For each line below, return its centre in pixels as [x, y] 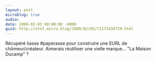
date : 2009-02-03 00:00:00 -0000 [41, 24]
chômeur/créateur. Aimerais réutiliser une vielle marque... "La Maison [78, 49]
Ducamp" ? [17, 54]
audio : [12, 19]
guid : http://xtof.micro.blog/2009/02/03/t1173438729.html [70, 29]
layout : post [19, 10]
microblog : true [23, 15]
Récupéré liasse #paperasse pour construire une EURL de [66, 43]
